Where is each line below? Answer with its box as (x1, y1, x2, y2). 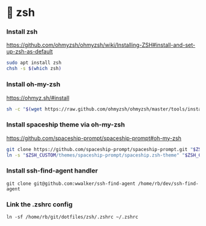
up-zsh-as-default (6, 48, 53, 55)
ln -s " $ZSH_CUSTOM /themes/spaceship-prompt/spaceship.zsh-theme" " (6, 152, 185, 158)
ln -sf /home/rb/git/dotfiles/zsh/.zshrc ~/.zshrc (6, 214, 139, 220)
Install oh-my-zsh (6, 80, 61, 88)
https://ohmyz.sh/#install (6, 94, 69, 101)
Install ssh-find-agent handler (6, 166, 98, 175)
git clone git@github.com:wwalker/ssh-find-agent (6, 181, 136, 187)
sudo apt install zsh (6, 60, 62, 66)
